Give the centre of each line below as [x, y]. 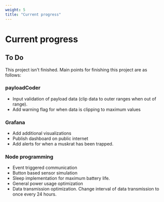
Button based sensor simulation [45, 173]
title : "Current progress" [33, 14]
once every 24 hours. [34, 194]
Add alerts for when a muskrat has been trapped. [63, 144]
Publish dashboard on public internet [50, 138]
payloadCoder [23, 88]
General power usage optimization [48, 183]
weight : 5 [15, 10]
